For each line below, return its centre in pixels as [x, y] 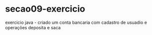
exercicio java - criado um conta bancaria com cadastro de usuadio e [76, 22]
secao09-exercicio [45, 9]
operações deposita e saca [33, 27]
